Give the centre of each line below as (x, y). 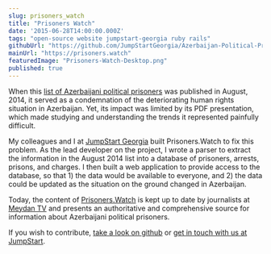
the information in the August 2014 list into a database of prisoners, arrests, (134, 158)
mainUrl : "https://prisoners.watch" (70, 53)
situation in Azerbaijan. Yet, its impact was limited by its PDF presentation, (131, 108)
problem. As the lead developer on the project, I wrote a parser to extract (130, 149)
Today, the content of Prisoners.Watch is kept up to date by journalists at (129, 199)
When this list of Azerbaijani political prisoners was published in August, (128, 91)
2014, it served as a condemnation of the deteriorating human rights (121, 100)
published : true (35, 69)
